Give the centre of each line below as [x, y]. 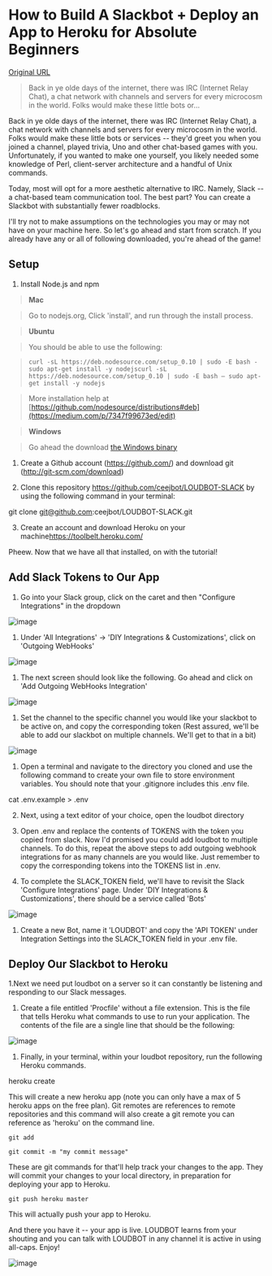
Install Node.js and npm [60, 284]
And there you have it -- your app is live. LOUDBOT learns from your [123, 1230]
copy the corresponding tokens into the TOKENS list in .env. [120, 865]
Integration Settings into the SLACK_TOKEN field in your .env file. [129, 938]
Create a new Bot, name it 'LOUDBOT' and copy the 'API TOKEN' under [139, 930]
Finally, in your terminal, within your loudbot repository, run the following [141, 1057]
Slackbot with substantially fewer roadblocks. [84, 206]
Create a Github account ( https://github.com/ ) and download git [127, 463]
